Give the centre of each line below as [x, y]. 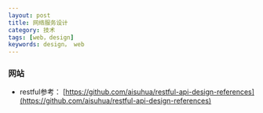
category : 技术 [32, 30]
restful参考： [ [42, 92]
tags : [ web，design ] [41, 37]
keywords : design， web [46, 45]
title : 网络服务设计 [38, 23]
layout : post [29, 15]
